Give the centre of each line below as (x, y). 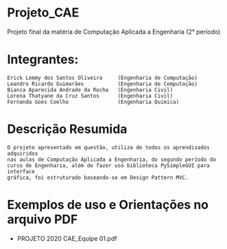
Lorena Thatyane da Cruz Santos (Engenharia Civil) (90, 96)
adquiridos (23, 153)
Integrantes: (43, 59)
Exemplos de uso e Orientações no (108, 205)
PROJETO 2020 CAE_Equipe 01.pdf (67, 238)
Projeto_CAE (43, 13)
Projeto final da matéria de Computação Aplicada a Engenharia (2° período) (114, 32)
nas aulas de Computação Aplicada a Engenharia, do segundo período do (111, 160)
